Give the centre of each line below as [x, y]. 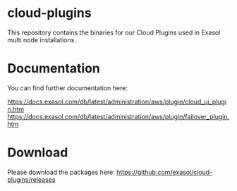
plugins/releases [31, 179]
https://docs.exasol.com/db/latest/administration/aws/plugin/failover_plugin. [119, 116]
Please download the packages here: [61, 172]
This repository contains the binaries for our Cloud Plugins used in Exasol [114, 32]
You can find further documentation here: [68, 88]
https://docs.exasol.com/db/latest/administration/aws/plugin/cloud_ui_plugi [117, 101]
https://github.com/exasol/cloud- [164, 172]
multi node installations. [42, 39]
